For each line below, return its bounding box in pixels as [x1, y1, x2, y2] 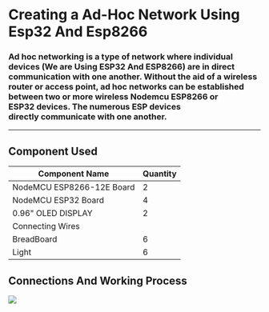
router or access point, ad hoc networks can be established [8, 82, 244, 93]
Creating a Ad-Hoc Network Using [8, 6, 240, 24]
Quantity [143, 168, 178, 179]
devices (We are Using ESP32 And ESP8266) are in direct [8, 62, 235, 73]
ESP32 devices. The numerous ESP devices [8, 102, 182, 113]
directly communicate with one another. [8, 111, 167, 122]
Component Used [8, 144, 98, 158]
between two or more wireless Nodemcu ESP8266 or [8, 91, 219, 102]
